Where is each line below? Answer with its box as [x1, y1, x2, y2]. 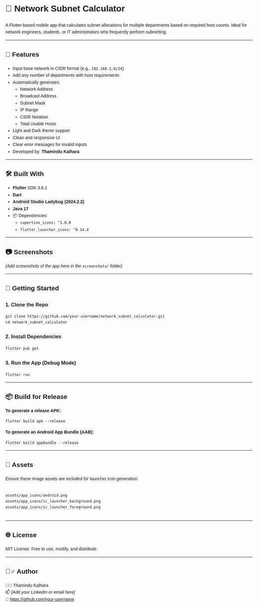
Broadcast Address [20, 93, 57, 99]
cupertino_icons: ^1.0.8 [20, 220, 72, 226]
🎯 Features [5, 50, 40, 58]
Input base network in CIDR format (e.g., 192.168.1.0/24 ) [12, 65, 124, 71]
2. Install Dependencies [5, 333, 62, 340]
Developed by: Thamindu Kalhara [12, 148, 80, 154]
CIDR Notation [20, 114, 48, 120]
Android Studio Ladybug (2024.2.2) [12, 199, 85, 205]
